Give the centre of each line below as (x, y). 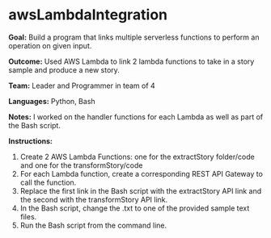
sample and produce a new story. (64, 69)
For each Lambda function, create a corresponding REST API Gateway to (141, 173)
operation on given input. (50, 45)
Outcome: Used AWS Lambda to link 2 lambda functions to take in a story (131, 61)
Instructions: (31, 141)
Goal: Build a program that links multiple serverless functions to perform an (134, 37)
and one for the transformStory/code (81, 165)
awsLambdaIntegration (88, 15)
